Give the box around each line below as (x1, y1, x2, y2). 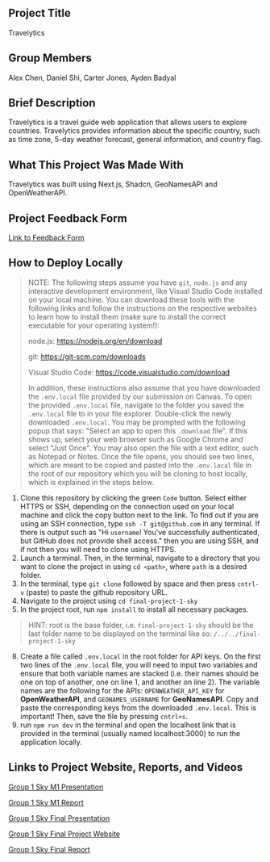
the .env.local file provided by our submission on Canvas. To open (27, 391, 252, 401)
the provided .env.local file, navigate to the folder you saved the (27, 400, 244, 410)
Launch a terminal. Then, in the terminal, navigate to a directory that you (19, 553, 260, 563)
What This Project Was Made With (8, 157, 184, 172)
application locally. (19, 737, 83, 747)
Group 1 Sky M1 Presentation (8, 782, 104, 792)
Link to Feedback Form (8, 233, 85, 243)
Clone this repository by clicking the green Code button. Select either (19, 492, 247, 503)
